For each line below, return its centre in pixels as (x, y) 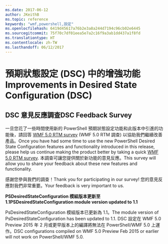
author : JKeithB (22, 15)
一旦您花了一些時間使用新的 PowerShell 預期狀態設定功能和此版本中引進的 (82, 128)
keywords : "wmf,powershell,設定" (39, 24)
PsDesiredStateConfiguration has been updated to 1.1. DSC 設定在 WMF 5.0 (83, 218)
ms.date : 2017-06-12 (27, 10)
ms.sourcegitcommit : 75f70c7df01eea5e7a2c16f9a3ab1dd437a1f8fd (73, 33)
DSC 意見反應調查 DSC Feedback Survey (69, 115)
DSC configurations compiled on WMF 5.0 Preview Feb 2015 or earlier (87, 231)
